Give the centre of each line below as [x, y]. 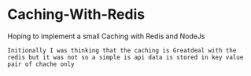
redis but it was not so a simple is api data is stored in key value [125, 57]
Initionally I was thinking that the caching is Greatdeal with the [122, 50]
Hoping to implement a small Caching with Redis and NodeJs [106, 36]
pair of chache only [41, 64]
